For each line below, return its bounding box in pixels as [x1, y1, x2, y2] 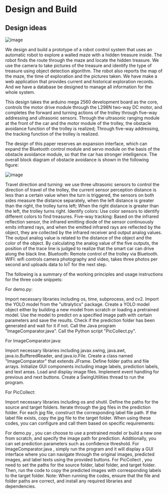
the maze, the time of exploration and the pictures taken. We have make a [5, 73, 157, 79]
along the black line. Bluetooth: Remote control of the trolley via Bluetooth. [5, 251, 159, 257]
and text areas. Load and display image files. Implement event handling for [5, 369, 159, 375]
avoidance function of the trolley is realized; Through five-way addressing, [5, 126, 159, 132]
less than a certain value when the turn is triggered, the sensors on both [5, 192, 154, 198]
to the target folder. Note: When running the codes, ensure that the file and [5, 473, 160, 478]
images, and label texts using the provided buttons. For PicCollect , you [5, 457, 152, 462]
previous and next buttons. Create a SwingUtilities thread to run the [5, 374, 144, 380]
